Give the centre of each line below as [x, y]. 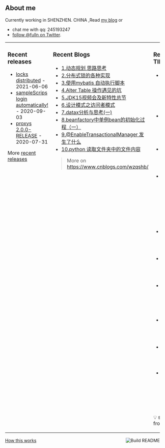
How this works [21, 440]
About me [20, 8]
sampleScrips [32, 92]
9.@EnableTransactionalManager [99, 134]
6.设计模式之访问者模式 [88, 105]
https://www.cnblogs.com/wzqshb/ [108, 167]
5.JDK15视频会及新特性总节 [94, 97]
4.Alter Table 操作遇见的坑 [91, 90]
